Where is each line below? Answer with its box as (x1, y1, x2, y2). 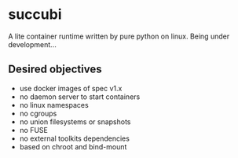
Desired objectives (8, 63, 102, 76)
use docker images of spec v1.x (19, 83, 123, 93)
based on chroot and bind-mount (19, 141, 127, 151)
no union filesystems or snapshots (19, 116, 131, 127)
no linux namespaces (19, 100, 89, 109)
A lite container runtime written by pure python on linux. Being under (8, 31, 230, 41)
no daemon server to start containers (19, 92, 141, 101)
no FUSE (19, 125, 49, 134)
